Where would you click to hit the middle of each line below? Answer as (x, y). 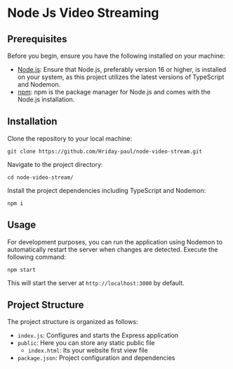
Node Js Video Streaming (83, 13)
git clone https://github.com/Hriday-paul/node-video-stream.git (105, 151)
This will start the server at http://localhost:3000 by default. (96, 282)
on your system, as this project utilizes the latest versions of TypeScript (121, 77)
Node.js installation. (46, 99)
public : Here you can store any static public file (86, 343)
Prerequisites (37, 39)
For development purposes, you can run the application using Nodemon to (115, 242)
